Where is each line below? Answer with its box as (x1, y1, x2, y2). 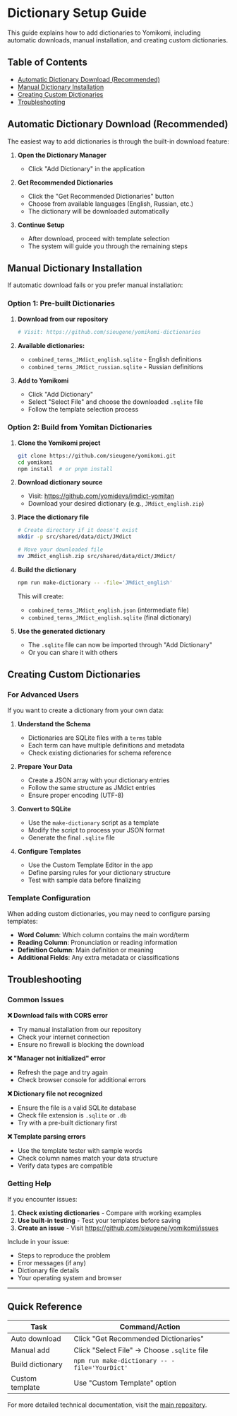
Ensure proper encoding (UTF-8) (28, 791, 124, 799)
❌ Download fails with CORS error (7, 1011, 108, 1019)
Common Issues (7, 995, 65, 1005)
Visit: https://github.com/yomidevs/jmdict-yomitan (28, 492, 175, 500)
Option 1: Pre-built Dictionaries (7, 298, 115, 308)
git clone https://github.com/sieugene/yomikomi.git (17, 452, 176, 459)
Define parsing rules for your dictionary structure (28, 868, 171, 876)
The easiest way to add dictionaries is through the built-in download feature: (7, 137, 229, 146)
